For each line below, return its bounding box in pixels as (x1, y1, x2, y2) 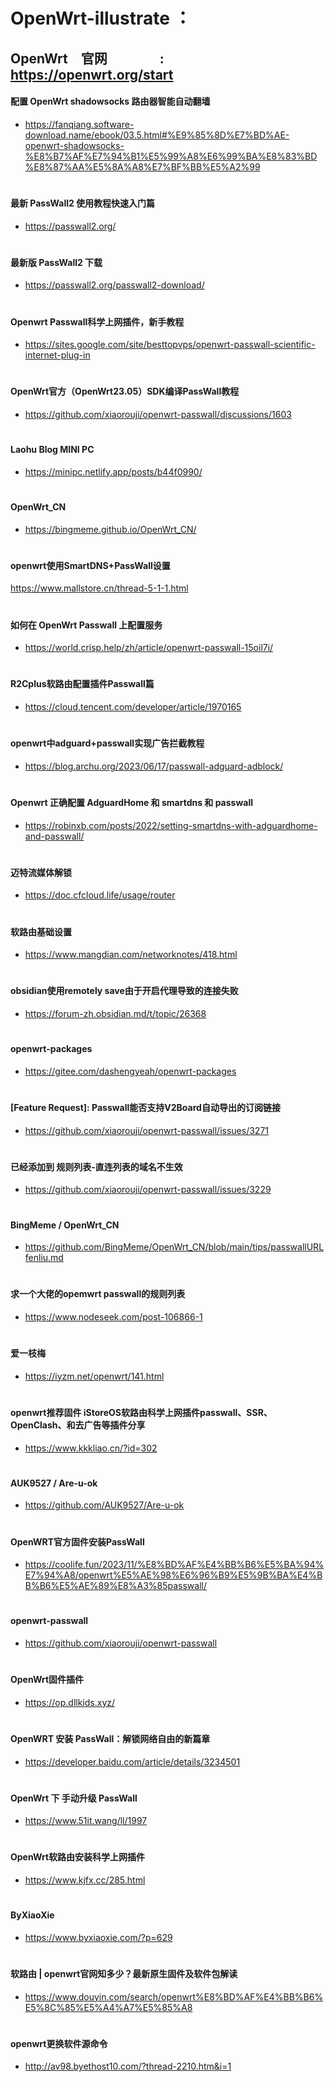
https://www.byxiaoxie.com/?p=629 (24, 1931, 173, 1943)
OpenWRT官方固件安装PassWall (10, 1535, 145, 1548)
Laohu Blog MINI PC (10, 444, 95, 456)
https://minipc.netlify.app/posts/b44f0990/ (24, 465, 203, 478)
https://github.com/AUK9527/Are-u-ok (24, 1499, 185, 1511)
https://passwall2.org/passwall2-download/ (24, 279, 205, 291)
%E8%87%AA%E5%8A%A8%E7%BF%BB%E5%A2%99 (24, 160, 261, 173)
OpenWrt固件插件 (10, 1674, 85, 1686)
